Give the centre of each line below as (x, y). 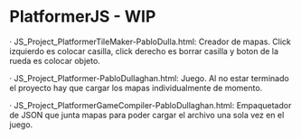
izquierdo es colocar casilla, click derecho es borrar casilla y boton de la (144, 51)
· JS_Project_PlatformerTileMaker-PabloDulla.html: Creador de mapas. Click (150, 42)
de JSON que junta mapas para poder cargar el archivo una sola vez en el (147, 115)
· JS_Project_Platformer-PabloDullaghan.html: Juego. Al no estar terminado (149, 78)
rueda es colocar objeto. (55, 60)
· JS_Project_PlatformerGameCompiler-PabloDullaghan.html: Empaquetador (150, 105)
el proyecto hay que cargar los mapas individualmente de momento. (136, 88)
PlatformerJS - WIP (83, 17)
